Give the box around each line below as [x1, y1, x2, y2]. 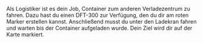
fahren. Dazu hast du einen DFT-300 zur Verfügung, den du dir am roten [6, 12, 189, 19]
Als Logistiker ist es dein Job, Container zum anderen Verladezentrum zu [6, 5, 191, 12]
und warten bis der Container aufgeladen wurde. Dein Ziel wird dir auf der [6, 24, 193, 31]
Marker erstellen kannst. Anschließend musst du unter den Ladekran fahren [6, 18, 197, 25]
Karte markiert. [6, 31, 45, 38]
